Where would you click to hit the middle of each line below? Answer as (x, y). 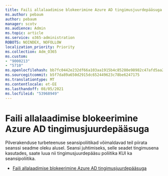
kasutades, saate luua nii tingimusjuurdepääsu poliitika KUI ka (69, 153)
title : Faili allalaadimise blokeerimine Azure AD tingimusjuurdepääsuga (84, 10)
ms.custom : (16, 56)
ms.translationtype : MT (30, 79)
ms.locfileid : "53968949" (32, 93)
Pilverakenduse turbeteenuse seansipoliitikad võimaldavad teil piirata (76, 142)
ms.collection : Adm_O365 (31, 51)
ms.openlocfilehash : (27, 70)
